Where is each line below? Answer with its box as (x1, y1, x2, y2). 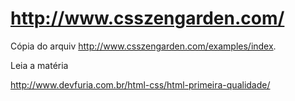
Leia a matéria (10, 59, 69, 71)
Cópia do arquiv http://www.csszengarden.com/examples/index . (10, 40, 277, 52)
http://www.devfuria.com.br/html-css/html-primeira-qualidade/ (10, 78, 271, 91)
